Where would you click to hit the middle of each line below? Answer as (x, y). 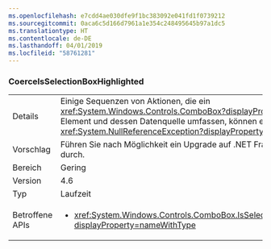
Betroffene (33, 215)
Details (25, 116)
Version (27, 181)
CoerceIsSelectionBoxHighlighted (76, 81)
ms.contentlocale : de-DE (50, 38)
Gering (73, 168)
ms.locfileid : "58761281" (52, 53)
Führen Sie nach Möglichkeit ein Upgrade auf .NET (156, 144)
